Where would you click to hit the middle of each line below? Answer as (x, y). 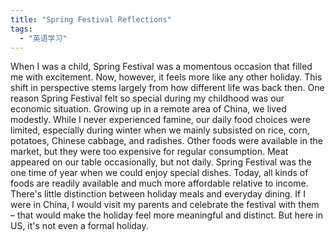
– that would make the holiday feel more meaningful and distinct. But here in (166, 215)
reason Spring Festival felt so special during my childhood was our (147, 98)
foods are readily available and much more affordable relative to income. (159, 183)
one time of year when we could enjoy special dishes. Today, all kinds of (159, 173)
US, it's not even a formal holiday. (79, 226)
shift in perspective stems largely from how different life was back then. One (167, 88)
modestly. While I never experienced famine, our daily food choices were (160, 120)
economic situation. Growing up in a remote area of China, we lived (148, 109)
